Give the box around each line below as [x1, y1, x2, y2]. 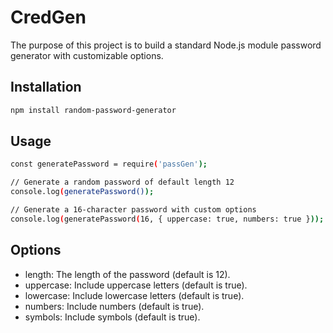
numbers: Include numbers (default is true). [24, 300, 205, 312]
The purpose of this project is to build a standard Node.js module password [10, 39, 322, 51]
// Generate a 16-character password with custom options [10, 205, 257, 215]
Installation [10, 79, 82, 96]
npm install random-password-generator [10, 105, 177, 115]
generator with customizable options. [10, 49, 164, 61]
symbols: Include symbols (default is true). [24, 311, 201, 323]
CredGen [10, 6, 87, 29]
